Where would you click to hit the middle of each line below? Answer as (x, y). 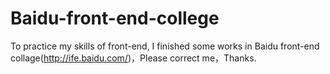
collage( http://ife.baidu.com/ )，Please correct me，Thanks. (133, 58)
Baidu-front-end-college (115, 18)
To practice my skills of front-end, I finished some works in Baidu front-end (165, 46)
